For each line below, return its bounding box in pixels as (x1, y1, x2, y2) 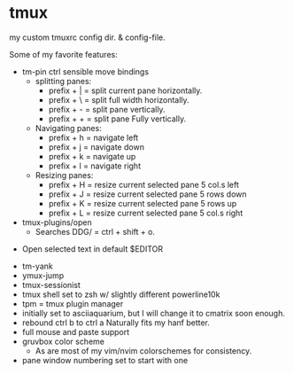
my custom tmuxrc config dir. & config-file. (9, 32, 166, 43)
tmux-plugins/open (21, 216, 93, 228)
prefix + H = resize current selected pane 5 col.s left (48, 179, 239, 190)
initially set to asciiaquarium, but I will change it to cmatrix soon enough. (21, 308, 285, 318)
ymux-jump (21, 269, 65, 281)
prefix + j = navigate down (48, 141, 144, 152)
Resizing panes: (35, 169, 94, 180)
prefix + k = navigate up (48, 151, 136, 161)
